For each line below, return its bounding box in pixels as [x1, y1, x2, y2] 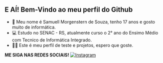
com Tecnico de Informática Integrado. [11, 36, 92, 43]
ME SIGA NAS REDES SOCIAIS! [4, 51, 69, 58]
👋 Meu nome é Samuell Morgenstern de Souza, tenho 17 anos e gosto [11, 18, 156, 24]
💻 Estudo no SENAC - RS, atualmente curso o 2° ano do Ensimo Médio [11, 29, 159, 35]
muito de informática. [11, 24, 56, 30]
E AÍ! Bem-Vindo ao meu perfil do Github [4, 5, 133, 14]
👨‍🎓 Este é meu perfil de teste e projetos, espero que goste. [11, 42, 134, 48]
